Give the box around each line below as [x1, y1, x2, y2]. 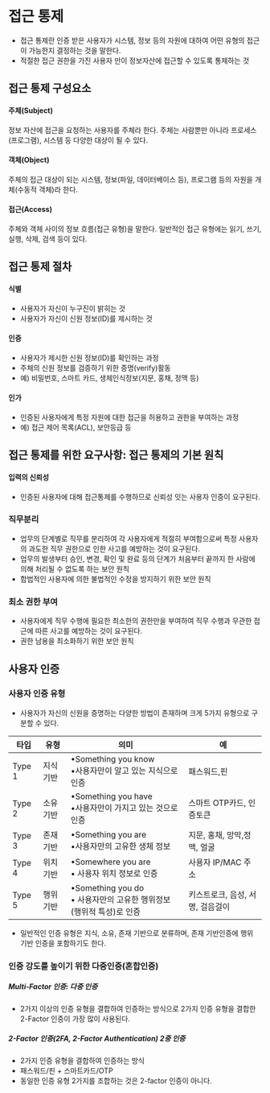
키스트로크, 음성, [188, 888, 247, 900]
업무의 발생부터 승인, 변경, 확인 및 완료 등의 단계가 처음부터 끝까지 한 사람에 [19, 554, 256, 563]
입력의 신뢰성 [8, 472, 50, 482]
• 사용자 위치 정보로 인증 [70, 867, 158, 879]
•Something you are [70, 829, 147, 840]
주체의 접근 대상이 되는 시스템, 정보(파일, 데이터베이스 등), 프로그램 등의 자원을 [8, 174, 253, 184]
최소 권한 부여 [8, 596, 59, 607]
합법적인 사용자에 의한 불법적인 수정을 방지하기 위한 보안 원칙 [19, 574, 211, 584]
